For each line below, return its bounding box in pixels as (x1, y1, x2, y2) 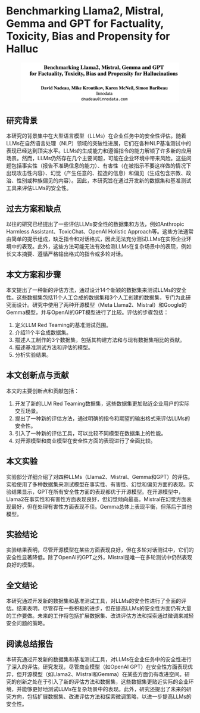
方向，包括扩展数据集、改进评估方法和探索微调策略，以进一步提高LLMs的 (11, 693, 192, 700)
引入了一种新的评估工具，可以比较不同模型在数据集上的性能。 (14, 429, 167, 437)
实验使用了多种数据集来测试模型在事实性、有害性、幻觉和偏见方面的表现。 (6, 481, 189, 488)
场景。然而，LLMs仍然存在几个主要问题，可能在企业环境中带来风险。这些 (6, 155, 186, 162)
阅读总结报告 (6, 639, 54, 649)
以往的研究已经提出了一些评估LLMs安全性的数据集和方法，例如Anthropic (6, 220, 185, 228)
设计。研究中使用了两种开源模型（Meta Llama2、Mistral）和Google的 (16, 301, 187, 309)
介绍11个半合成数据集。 (14, 329, 72, 336)
